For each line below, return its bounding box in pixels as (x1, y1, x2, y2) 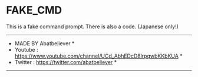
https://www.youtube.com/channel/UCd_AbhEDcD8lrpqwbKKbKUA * (14, 52, 183, 59)
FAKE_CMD (6, 4, 62, 17)
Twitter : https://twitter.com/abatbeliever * (14, 58, 117, 65)
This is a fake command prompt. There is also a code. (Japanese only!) (6, 23, 179, 30)
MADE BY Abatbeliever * (14, 39, 75, 47)
